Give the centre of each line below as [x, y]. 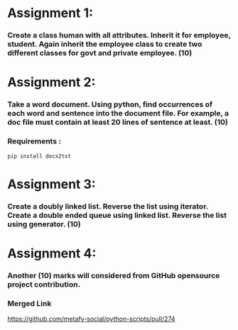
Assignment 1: [50, 13]
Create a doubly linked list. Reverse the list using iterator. [108, 206]
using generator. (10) [44, 224]
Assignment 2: [52, 82]
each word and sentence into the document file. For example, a [118, 114]
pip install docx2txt [39, 156]
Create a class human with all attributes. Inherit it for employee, [119, 35]
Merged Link [29, 303]
